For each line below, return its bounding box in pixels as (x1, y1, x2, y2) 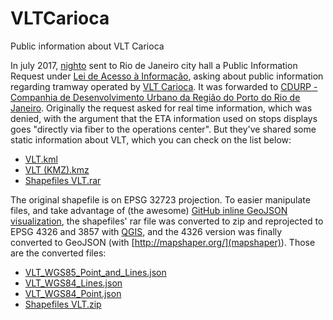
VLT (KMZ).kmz (24, 163, 90, 176)
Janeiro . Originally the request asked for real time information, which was (10, 102, 313, 114)
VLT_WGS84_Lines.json (24, 277, 123, 289)
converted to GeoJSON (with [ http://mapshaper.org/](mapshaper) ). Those (10, 236, 316, 248)
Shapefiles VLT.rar (24, 174, 102, 186)
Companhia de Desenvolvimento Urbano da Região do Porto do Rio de (10, 91, 301, 103)
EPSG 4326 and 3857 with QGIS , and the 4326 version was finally (10, 225, 283, 237)
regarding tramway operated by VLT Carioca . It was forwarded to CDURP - (10, 80, 318, 92)
